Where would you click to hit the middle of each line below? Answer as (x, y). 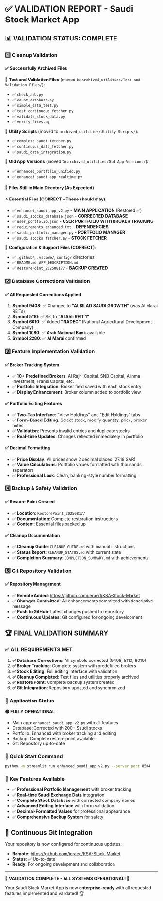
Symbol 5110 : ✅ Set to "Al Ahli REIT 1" (51, 317)
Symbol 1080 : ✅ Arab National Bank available (58, 333)
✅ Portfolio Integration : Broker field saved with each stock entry (77, 387)
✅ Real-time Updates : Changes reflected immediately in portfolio (77, 436)
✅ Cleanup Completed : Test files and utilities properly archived (75, 677)
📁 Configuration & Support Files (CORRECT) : (50, 247)
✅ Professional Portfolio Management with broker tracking (72, 789)
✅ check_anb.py (28, 94)
